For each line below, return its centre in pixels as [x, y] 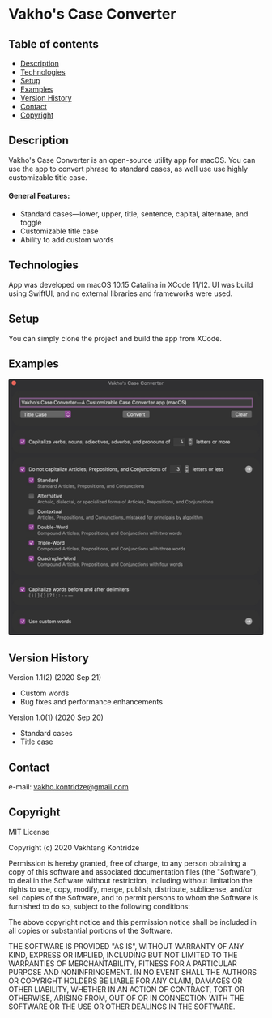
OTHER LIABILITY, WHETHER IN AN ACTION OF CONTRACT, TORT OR [126, 989]
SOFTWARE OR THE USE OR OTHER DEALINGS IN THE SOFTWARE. [122, 1007]
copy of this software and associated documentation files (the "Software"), [134, 871]
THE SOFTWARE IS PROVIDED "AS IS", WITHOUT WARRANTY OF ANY [126, 946]
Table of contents [53, 44]
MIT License [29, 832]
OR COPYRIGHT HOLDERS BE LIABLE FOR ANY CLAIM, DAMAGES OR [125, 981]
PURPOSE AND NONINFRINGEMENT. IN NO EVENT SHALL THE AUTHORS [133, 972]
